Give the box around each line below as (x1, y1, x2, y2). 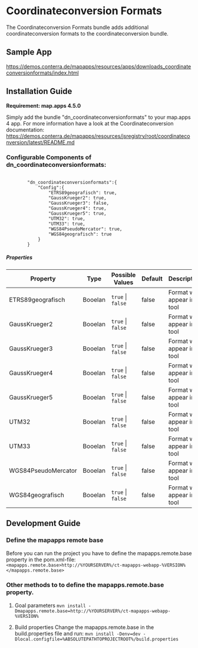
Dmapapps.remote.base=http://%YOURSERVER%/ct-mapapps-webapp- (14, 608, 171, 614)
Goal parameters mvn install (14, 602, 87, 609)
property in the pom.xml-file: (6, 556, 76, 563)
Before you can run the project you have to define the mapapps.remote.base (6, 549, 192, 557)
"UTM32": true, (48, 215, 85, 221)
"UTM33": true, (48, 221, 85, 227)
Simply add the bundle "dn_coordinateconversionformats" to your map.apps (6, 114, 192, 121)
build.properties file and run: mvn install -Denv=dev (14, 630, 141, 637)
